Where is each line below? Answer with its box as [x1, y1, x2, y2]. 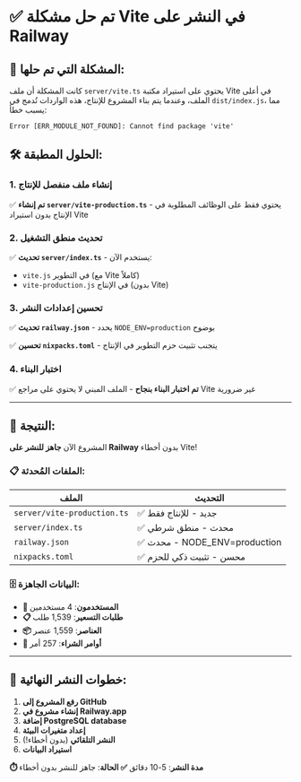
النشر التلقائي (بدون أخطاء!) [21, 734, 116, 745]
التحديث [193, 491, 225, 504]
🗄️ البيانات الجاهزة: [9, 578, 81, 590]
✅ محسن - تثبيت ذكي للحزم [137, 550, 246, 562]
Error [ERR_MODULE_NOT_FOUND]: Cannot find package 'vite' [9, 122, 235, 131]
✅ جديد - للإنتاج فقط [137, 507, 218, 519]
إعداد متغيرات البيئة [21, 725, 86, 735]
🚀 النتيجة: [9, 418, 56, 433]
